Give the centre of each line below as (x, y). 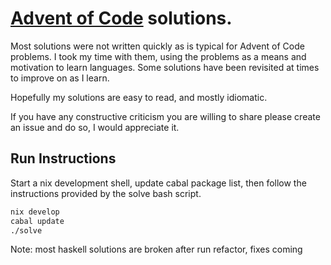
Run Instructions (63, 158)
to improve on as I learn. (60, 78)
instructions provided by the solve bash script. (106, 193)
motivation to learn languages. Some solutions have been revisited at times (165, 67)
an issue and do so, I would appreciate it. (95, 127)
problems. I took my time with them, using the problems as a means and (158, 56)
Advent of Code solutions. (121, 18)
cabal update (37, 221)
